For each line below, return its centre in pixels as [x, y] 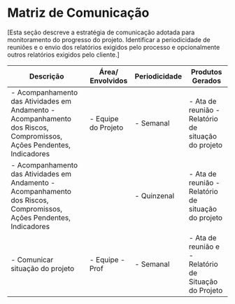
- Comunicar [32, 259]
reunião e [204, 247]
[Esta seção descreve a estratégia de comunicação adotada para [101, 32]
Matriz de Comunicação [78, 13]
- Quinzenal [155, 195]
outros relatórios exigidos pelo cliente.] [64, 55]
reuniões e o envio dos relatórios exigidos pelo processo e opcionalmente [114, 47]
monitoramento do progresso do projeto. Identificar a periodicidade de [109, 39]
